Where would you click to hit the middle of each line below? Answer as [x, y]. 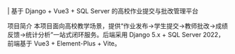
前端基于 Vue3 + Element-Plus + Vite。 [64, 43]
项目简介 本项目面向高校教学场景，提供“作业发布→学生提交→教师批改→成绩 [118, 26]
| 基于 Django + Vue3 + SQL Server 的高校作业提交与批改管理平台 [103, 11]
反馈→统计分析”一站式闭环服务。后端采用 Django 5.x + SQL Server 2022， [116, 35]
